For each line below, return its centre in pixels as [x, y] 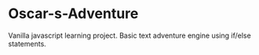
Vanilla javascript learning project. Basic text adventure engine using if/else [129, 35]
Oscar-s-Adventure [73, 14]
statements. [27, 43]
